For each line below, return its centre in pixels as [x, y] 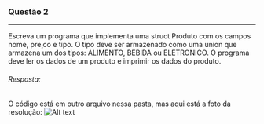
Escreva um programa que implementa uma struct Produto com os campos [130, 36]
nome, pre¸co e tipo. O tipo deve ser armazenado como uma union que [123, 45]
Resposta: [24, 79]
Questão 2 [28, 12]
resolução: [26, 111]
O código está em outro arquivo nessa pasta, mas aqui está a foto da [120, 104]
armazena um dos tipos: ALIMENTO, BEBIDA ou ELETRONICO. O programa [129, 53]
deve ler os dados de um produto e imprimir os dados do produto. [115, 61]
